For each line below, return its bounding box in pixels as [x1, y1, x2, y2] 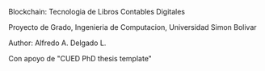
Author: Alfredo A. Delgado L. [8, 38, 107, 48]
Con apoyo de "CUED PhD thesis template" [8, 54, 152, 63]
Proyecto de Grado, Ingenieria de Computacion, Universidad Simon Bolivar [8, 23, 257, 31]
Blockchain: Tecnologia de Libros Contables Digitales [8, 7, 186, 16]
